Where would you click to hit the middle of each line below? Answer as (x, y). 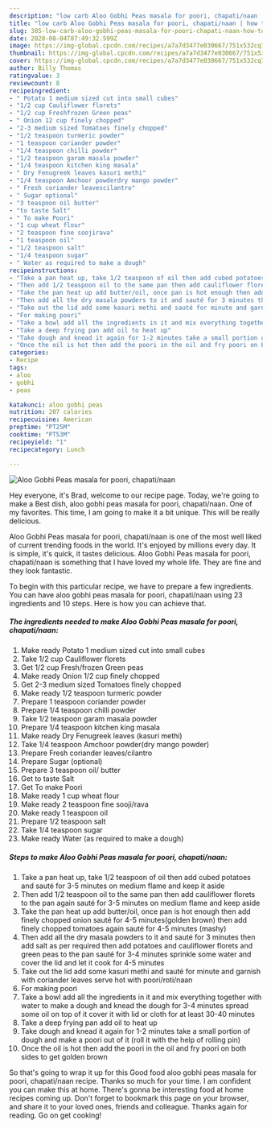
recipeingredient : (40, 91)
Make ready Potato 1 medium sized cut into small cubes (113, 651)
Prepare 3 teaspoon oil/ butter (71, 771)
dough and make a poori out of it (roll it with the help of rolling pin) (130, 1040)
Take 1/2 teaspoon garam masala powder (89, 719)
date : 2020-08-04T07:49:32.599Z (63, 38)
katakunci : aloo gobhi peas (56, 405)
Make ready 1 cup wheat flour (70, 796)
